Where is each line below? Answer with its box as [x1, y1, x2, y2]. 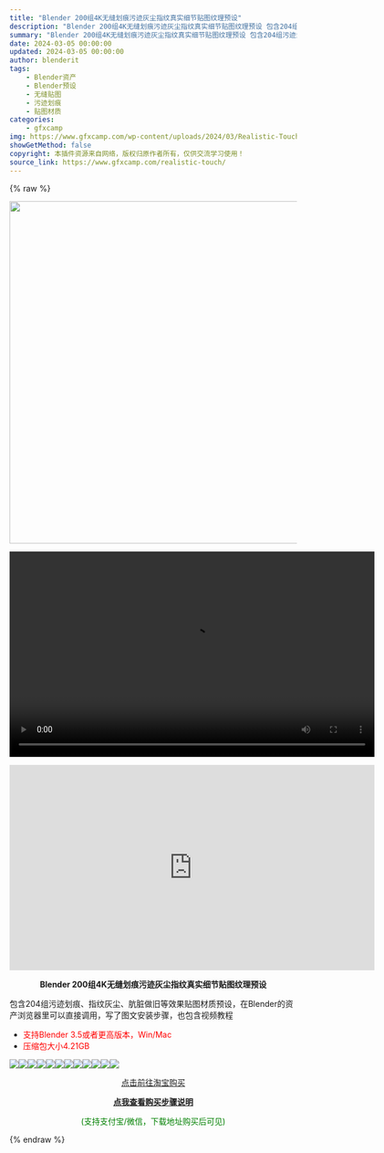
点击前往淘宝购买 [121, 1076, 185, 1087]
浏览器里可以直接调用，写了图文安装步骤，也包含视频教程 [16, 1010, 234, 1021]
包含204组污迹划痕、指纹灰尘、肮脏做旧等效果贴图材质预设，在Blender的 [9, 998, 285, 1009]
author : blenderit [9, 56, 79, 65]
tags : [9, 65, 30, 74]
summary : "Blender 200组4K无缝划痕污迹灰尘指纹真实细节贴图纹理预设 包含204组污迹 [9, 30, 296, 39]
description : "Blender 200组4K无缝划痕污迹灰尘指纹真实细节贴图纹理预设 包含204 [9, 22, 293, 31]
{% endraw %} [9, 1134, 66, 1145]
